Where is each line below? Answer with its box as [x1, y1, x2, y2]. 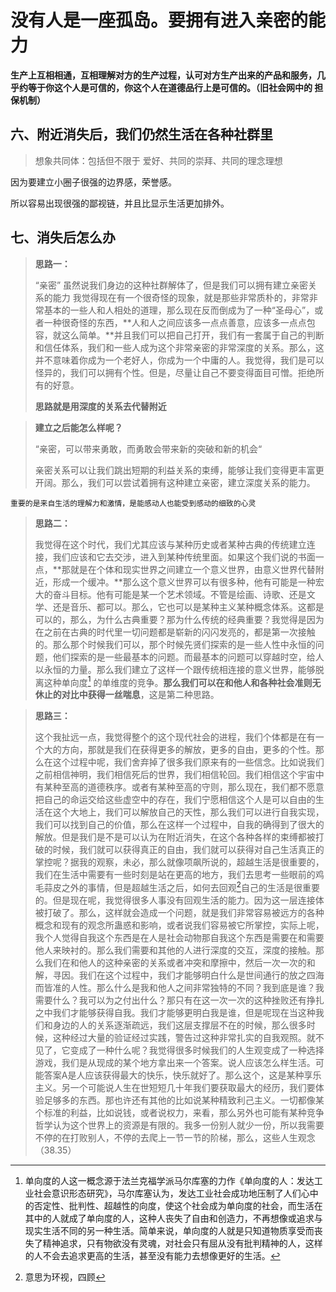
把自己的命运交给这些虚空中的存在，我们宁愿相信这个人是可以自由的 [34, 794, 316, 806]
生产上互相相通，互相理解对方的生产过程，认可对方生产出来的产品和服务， [10, 69, 317, 81]
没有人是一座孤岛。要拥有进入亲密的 [10, 9, 309, 32]
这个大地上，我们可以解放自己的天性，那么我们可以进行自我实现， [52, 806, 325, 818]
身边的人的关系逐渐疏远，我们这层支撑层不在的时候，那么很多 [52, 1019, 307, 1031]
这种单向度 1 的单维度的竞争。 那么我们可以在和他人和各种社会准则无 [43, 674, 322, 688]
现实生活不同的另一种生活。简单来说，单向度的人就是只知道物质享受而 [24, 1224, 315, 1236]
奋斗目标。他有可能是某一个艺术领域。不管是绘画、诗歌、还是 [52, 588, 307, 600]
